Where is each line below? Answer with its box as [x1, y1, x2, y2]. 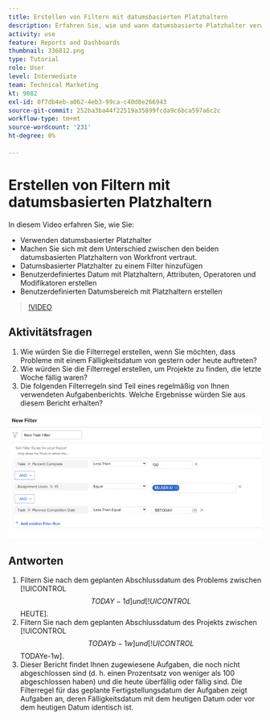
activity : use [8, 30, 56, 38]
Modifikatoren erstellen [19, 278, 97, 287]
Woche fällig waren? [19, 372, 88, 382]
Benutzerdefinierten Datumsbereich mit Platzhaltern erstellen [19, 286, 223, 296]
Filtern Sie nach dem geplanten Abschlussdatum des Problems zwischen [19, 575, 262, 585]
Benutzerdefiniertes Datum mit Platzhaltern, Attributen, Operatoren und [19, 269, 256, 279]
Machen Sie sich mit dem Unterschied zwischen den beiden [19, 244, 219, 253]
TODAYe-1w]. [19, 652, 64, 661]
